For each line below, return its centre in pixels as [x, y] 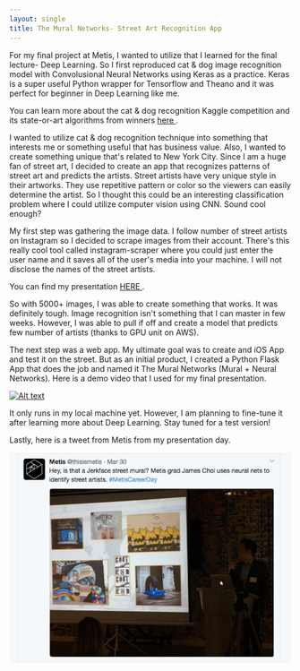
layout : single [38, 19]
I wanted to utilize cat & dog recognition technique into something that [139, 137]
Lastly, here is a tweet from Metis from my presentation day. [120, 440]
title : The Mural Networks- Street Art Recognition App [116, 28]
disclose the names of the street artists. [82, 269]
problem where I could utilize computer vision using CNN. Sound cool [138, 204]
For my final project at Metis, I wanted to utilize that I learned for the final [143, 55]
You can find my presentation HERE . [77, 286]
